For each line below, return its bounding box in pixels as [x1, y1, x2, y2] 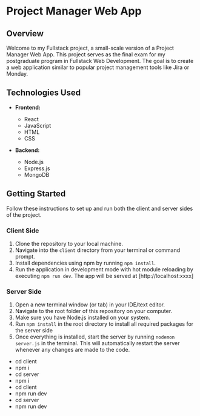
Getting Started [6, 189, 66, 199]
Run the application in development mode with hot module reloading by [15, 265, 194, 273]
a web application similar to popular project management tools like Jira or [6, 64, 190, 71]
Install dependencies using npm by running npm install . [15, 259, 156, 266]
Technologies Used [6, 88, 81, 98]
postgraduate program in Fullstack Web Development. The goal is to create [6, 58, 194, 64]
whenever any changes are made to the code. [15, 346, 130, 354]
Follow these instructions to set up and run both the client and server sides [6, 205, 193, 212]
